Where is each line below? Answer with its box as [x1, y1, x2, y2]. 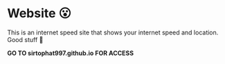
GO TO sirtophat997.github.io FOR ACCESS [7, 49, 134, 57]
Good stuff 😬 [7, 35, 44, 43]
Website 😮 [7, 6, 71, 21]
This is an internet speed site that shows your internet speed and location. [7, 28, 219, 36]
